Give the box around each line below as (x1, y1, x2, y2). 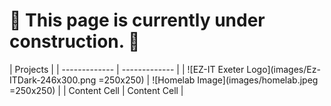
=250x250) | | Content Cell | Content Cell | (9, 84, 184, 96)
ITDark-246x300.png (9, 74, 97, 86)
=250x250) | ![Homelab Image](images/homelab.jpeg (98, 74, 319, 86)
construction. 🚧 (9, 30, 141, 53)
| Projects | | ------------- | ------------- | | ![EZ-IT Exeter (9, 63, 245, 75)
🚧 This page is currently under (9, 9, 266, 32)
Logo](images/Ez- (246, 63, 321, 75)
